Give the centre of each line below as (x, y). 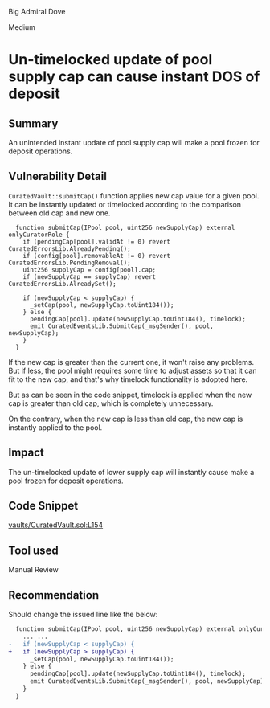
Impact (26, 453)
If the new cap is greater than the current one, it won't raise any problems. (131, 362)
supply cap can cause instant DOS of (134, 77)
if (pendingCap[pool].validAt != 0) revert (97, 241)
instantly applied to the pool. (55, 427)
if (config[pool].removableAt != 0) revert (97, 256)
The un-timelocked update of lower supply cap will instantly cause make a (131, 472)
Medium (22, 27)
